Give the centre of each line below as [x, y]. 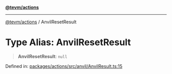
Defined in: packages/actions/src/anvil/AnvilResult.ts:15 [64, 66]
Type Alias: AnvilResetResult [68, 42]
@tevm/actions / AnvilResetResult [41, 22]
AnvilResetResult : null [42, 56]
